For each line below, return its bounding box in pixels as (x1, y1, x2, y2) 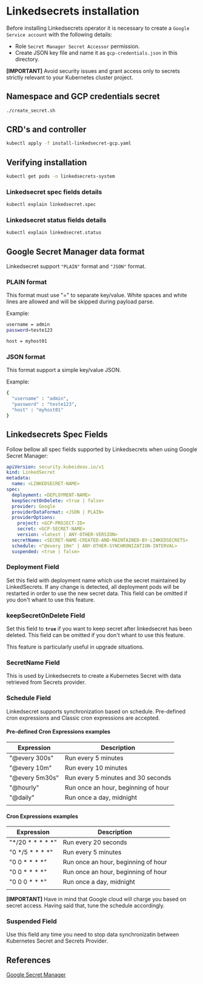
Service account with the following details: (6, 30, 113, 38)
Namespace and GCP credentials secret (6, 91, 161, 101)
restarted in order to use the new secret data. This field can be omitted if (6, 590, 188, 597)
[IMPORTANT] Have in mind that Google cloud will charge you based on (6, 895, 187, 903)
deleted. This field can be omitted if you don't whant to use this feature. (6, 631, 185, 639)
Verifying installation (6, 157, 87, 168)
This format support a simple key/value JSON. (6, 366, 121, 374)
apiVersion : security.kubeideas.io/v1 (6, 464, 104, 470)
